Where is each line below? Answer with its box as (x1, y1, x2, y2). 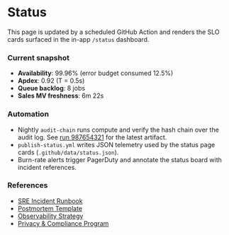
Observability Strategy (17, 212, 84, 220)
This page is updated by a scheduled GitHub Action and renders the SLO (7, 28, 220, 36)
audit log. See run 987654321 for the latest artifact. (17, 132, 167, 142)
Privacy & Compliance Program (17, 219, 109, 227)
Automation (7, 109, 50, 119)
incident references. (17, 163, 77, 171)
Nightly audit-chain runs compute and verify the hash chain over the (17, 125, 220, 134)
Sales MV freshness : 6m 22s (17, 91, 104, 100)
